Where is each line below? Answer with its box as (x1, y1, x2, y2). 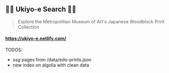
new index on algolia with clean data (12, 62, 89, 68)
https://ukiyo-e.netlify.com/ (5, 35, 66, 42)
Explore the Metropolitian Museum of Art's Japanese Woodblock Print (17, 18, 164, 24)
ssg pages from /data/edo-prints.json (12, 57, 92, 63)
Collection (17, 24, 39, 30)
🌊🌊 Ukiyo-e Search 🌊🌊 (5, 5, 76, 14)
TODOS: (5, 47, 23, 53)
